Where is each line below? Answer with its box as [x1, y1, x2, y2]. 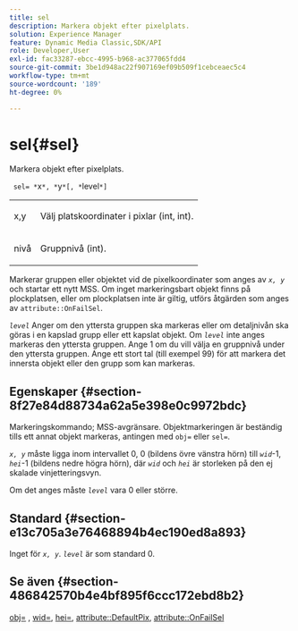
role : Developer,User [9, 46, 90, 55]
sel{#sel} [9, 134, 80, 155]
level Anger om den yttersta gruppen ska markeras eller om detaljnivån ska [9, 320, 289, 331]
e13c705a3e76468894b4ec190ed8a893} [9, 525, 247, 540]
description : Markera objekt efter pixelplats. [9, 21, 191, 30]
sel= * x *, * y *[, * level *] [13, 181, 107, 192]
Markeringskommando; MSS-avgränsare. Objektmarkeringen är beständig [9, 422, 283, 433]
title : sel [9, 13, 50, 22]
